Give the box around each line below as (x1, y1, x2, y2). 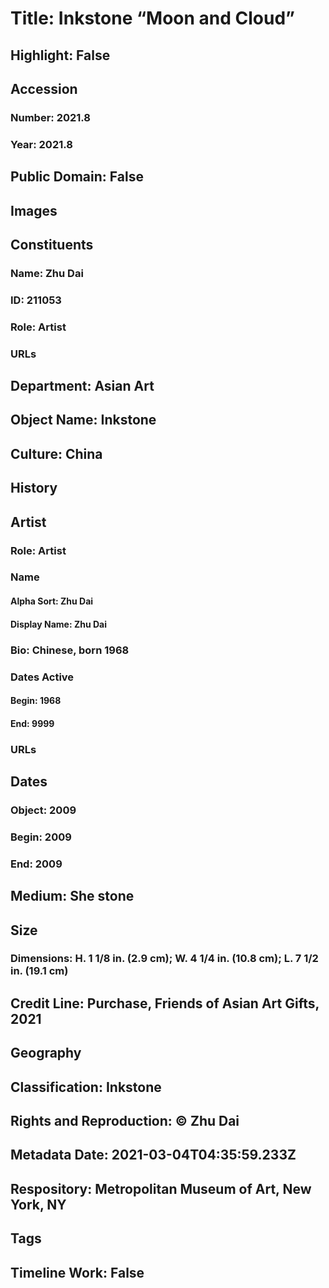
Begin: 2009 (10, 830, 72, 844)
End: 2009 (10, 857, 63, 871)
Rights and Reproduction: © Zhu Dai (10, 1113, 240, 1130)
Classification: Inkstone (10, 1078, 162, 1096)
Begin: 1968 (10, 695, 62, 707)
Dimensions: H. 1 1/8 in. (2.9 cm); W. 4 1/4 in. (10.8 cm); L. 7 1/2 (10, 952, 319, 966)
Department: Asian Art (10, 378, 155, 395)
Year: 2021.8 (10, 137, 73, 151)
